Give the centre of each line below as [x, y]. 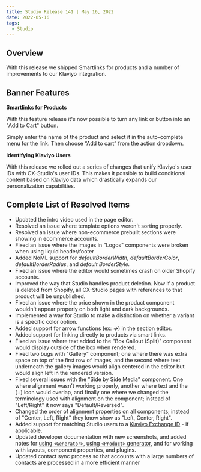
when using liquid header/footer [54, 251]
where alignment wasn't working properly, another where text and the [101, 385]
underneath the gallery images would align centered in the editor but [100, 366]
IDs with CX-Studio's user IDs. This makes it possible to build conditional [96, 173]
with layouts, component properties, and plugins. [75, 450]
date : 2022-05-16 [28, 17]
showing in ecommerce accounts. [57, 238]
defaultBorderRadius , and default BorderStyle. [72, 264]
